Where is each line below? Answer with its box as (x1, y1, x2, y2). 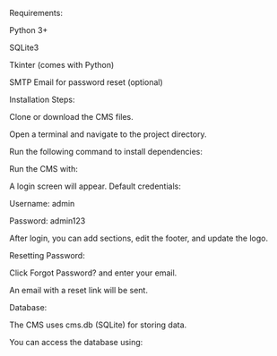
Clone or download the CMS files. (9, 112, 134, 122)
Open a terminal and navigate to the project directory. (9, 129, 208, 140)
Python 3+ (9, 25, 48, 35)
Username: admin (9, 199, 75, 208)
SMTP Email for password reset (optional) (9, 77, 163, 88)
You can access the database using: (9, 337, 143, 347)
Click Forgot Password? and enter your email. (9, 267, 177, 278)
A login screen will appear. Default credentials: (9, 181, 181, 191)
